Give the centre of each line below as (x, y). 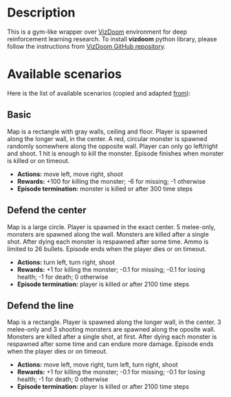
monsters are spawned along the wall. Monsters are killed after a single (108, 234)
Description (41, 13)
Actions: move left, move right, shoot (70, 174)
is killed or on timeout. (38, 160)
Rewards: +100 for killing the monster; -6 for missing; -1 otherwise (111, 181)
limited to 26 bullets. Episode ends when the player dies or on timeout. (107, 248)
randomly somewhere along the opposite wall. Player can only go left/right (112, 146)
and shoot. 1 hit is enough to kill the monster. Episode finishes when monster (115, 153)
